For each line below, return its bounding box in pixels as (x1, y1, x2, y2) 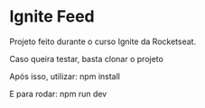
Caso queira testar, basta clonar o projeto (9, 53, 164, 64)
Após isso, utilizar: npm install (9, 70, 120, 82)
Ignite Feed (9, 6, 95, 27)
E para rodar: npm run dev (9, 88, 107, 99)
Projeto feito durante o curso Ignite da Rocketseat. (9, 36, 197, 47)
